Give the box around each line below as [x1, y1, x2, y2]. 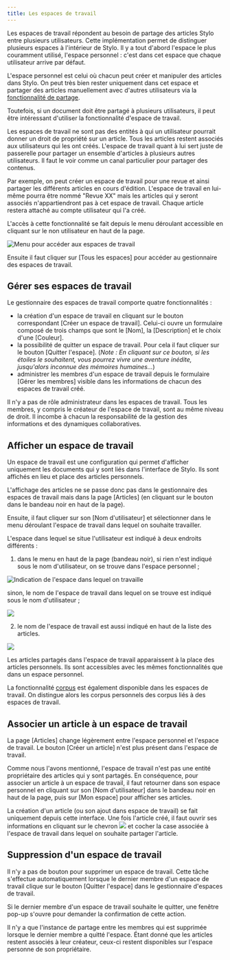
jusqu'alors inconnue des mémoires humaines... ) [16, 363, 156, 371]
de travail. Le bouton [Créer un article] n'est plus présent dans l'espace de [7, 744, 218, 752]
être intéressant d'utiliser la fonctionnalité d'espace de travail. [7, 114, 182, 122]
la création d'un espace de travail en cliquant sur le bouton [16, 312, 184, 320]
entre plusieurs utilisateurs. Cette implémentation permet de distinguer [7, 36, 207, 45]
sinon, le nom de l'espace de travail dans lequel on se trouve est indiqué [7, 589, 211, 597]
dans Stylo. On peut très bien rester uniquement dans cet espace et [7, 78, 199, 86]
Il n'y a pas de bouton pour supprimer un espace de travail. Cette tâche [7, 867, 209, 876]
